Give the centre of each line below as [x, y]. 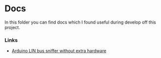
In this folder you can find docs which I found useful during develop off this [80, 22]
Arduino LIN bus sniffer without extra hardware [59, 51]
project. [12, 27]
